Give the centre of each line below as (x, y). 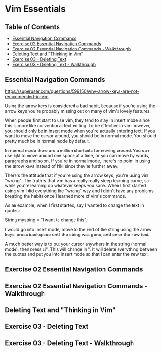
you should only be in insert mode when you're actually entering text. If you (80, 131)
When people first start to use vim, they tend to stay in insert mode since (77, 120)
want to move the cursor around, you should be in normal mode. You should (81, 136)
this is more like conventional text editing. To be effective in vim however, (78, 125)
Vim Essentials (36, 9)
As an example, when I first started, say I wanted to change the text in (74, 205)
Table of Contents (33, 27)
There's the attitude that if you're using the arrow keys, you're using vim (77, 175)
